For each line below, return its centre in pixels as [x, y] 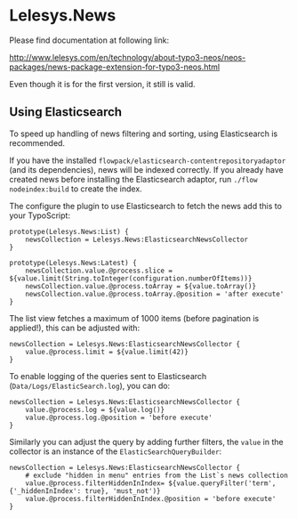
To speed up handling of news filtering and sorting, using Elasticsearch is [144, 134]
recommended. [37, 142]
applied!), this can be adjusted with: [75, 328]
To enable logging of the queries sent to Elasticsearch [108, 376]
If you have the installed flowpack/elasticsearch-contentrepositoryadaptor [148, 160]
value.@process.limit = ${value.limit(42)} [107, 352]
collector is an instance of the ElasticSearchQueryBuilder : [116, 451]
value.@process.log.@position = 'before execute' [119, 418]
